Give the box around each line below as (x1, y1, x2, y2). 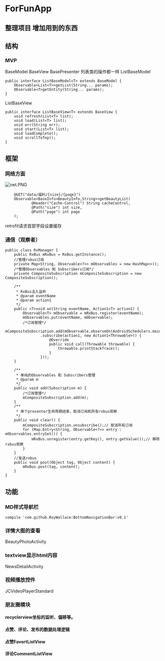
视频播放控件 (5, 576, 36, 583)
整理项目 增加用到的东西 (5, 24, 78, 32)
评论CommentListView (5, 651, 53, 657)
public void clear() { (14, 418, 60, 423)
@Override (49, 338, 69, 343)
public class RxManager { (5, 248, 58, 253)
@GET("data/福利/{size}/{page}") (14, 192, 81, 197)
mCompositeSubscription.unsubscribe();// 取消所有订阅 (23, 423, 133, 428)
